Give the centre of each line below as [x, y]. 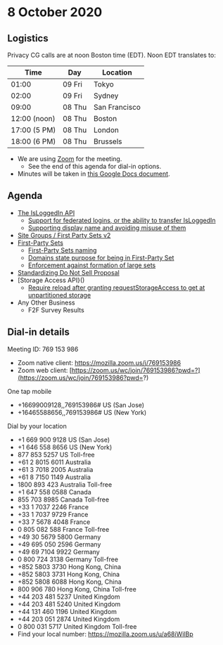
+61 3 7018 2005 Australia [55, 469]
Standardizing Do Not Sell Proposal [68, 272]
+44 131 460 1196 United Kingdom [67, 611]
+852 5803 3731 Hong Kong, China [69, 574]
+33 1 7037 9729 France [53, 514]
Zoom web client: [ [45, 370]
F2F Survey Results [56, 309]
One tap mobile [30, 391]
